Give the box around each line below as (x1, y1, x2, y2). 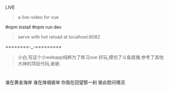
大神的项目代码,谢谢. (17, 61, 61, 67)
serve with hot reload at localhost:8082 (17, 34, 100, 40)
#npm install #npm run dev (5, 24, 62, 30)
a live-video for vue (17, 14, 59, 20)
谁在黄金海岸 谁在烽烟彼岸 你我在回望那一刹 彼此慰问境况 (5, 79, 125, 85)
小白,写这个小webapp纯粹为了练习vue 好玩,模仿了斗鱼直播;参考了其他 (17, 54, 164, 60)
